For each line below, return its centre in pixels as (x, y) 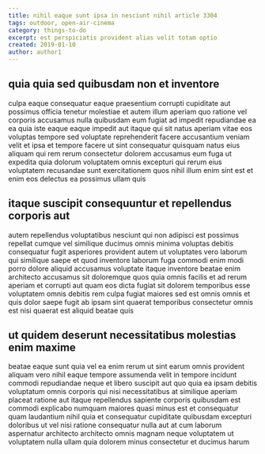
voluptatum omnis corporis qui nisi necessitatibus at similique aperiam (123, 392)
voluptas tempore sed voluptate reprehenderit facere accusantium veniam (129, 137)
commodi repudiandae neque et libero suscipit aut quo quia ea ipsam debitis (133, 383)
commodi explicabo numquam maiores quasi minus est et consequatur (123, 408)
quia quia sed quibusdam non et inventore (114, 84)
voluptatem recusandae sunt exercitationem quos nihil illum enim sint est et (131, 170)
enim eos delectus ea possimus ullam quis (77, 178)
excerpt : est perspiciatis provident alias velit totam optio (113, 38)
